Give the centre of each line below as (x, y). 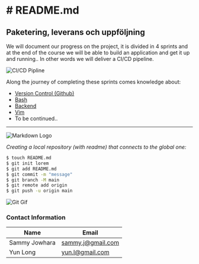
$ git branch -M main (33, 180)
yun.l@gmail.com (85, 252)
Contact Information (36, 218)
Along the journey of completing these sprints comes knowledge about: (94, 82)
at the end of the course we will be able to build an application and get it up (98, 53)
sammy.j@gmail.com (90, 243)
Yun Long (23, 252)
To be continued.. (36, 118)
